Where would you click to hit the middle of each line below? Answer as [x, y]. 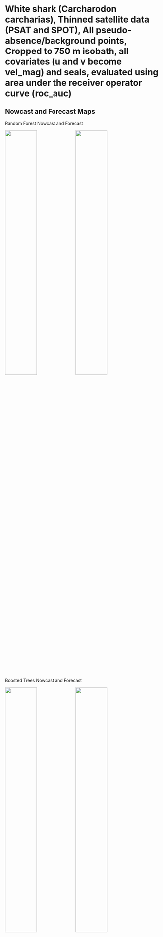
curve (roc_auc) [38, 93]
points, [112, 41]
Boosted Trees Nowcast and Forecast [44, 680]
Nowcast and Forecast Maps [50, 112]
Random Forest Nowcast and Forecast [44, 123]
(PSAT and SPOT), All [50, 30]
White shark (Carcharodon [61, 9]
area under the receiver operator [74, 83]
